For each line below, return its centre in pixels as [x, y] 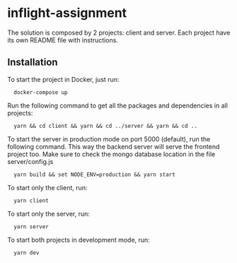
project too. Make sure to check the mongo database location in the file [111, 154]
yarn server [31, 227]
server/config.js [30, 161]
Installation [33, 63]
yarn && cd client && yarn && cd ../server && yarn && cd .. [106, 126]
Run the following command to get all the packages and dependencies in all [118, 105]
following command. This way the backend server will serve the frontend [114, 146]
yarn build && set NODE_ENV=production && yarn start [94, 175]
